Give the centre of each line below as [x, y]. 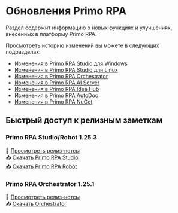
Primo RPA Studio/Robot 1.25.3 [51, 138]
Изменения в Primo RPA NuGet [53, 101]
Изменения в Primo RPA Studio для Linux [66, 69]
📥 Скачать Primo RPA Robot [41, 166]
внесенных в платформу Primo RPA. [51, 34]
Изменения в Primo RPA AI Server [57, 83]
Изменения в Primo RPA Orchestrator [61, 76]
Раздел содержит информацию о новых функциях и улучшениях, [89, 28]
